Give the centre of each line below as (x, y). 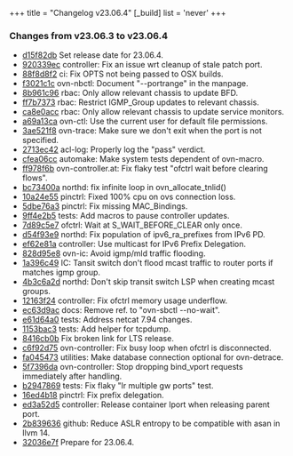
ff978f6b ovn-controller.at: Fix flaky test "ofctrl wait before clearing (145, 169)
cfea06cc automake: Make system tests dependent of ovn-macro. (143, 159)
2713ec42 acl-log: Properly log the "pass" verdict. (114, 149)
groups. (36, 292)
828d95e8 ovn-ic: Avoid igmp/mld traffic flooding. (114, 253)
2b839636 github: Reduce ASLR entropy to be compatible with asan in (151, 424)
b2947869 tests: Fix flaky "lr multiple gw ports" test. (118, 386)
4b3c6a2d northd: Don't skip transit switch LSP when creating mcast (148, 282)
